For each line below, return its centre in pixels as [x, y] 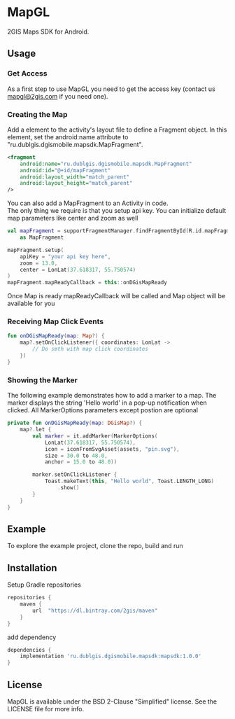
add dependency [32, 637]
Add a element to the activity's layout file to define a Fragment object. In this [117, 130]
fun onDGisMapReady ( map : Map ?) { [56, 336]
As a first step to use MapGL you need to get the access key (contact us [111, 89]
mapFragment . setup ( [36, 250]
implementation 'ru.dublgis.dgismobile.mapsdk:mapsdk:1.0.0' [111, 656]
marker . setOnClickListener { [75, 475]
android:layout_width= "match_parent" [75, 177]
